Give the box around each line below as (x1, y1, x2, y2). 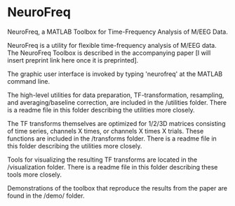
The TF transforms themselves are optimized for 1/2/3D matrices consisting (7, 119, 226, 127)
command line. (7, 77, 51, 85)
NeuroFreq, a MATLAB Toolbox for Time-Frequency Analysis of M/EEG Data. (7, 27, 228, 36)
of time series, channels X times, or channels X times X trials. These (7, 127, 204, 135)
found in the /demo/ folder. (7, 191, 85, 200)
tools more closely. (7, 170, 62, 179)
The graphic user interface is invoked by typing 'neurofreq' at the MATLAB (7, 70, 223, 78)
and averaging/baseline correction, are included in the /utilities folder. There (7, 98, 227, 106)
